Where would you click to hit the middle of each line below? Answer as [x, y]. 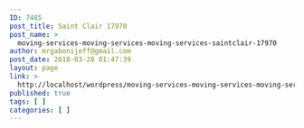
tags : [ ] [28, 101]
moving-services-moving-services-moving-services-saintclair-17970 [147, 43]
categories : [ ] [40, 110]
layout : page [34, 69]
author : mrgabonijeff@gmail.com [70, 51]
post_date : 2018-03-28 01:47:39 [70, 59]
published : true [40, 93]
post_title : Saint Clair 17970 [68, 26]
